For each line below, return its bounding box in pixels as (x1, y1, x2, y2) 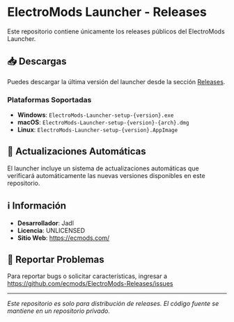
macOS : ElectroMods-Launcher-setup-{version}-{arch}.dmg (17, 118, 189, 127)
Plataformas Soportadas (7, 95, 92, 104)
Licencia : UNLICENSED (17, 226, 86, 234)
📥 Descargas (7, 56, 67, 67)
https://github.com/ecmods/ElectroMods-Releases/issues (7, 280, 173, 288)
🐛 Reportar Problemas (7, 254, 104, 266)
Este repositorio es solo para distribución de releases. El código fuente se (7, 300, 219, 308)
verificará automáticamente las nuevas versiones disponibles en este (7, 171, 205, 179)
